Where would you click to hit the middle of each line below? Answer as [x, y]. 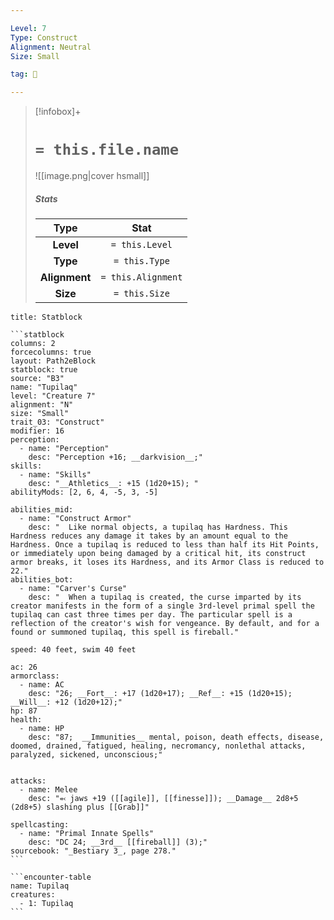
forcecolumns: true [51, 352]
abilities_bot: [42, 580]
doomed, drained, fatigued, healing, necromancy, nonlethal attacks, [158, 746]
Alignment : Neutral [51, 47]
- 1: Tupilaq [46, 904]
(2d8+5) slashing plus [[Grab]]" [80, 807]
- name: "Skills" [55, 475]
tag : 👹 [24, 74]
